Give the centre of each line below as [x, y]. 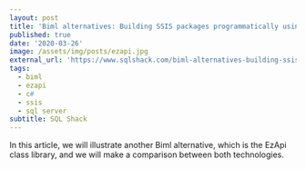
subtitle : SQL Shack [49, 119]
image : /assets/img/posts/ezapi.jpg [79, 52]
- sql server [42, 111]
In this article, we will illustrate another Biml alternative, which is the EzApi [148, 145]
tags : [20, 69]
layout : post [34, 18]
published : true [40, 35]
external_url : [36, 60]
